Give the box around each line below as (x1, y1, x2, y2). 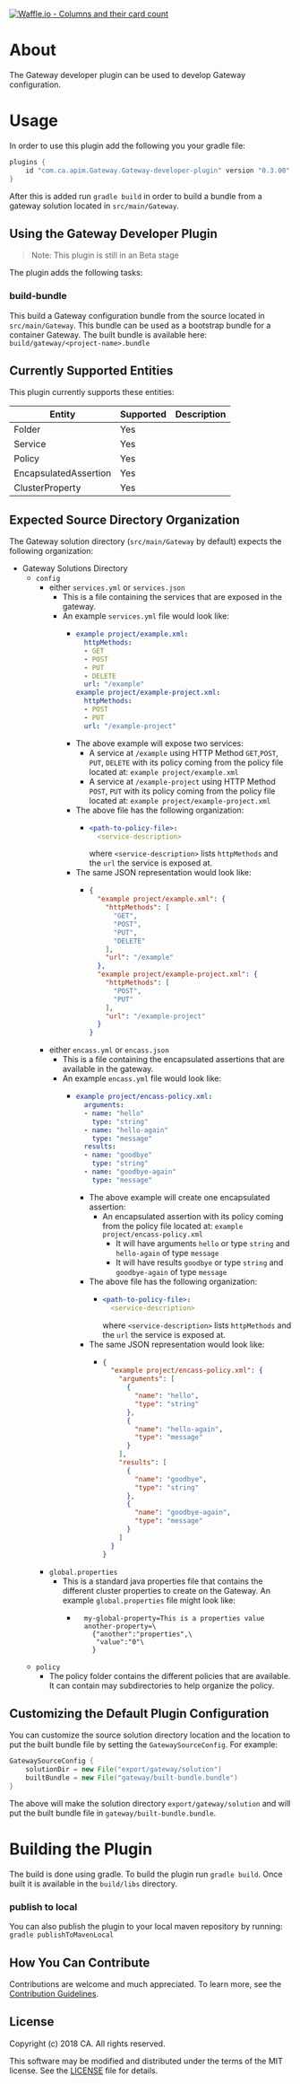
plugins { (9, 157, 47, 166)
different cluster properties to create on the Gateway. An (62, 1585, 271, 1596)
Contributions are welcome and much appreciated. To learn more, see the (9, 1978, 282, 1989)
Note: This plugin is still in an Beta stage (30, 250, 179, 260)
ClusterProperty (13, 481, 81, 494)
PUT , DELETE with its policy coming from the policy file (89, 757, 284, 768)
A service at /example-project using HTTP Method (89, 776, 276, 787)
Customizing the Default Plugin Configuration (9, 1706, 270, 1721)
